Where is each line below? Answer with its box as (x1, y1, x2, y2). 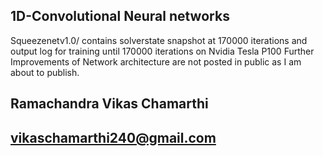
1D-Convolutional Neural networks (10, 8, 230, 25)
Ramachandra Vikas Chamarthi (10, 95, 209, 113)
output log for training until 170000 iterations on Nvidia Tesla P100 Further (10, 45, 315, 57)
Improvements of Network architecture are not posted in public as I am (10, 55, 302, 68)
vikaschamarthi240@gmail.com (10, 129, 217, 146)
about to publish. (10, 66, 80, 78)
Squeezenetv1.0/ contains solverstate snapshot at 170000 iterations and (10, 34, 308, 46)
